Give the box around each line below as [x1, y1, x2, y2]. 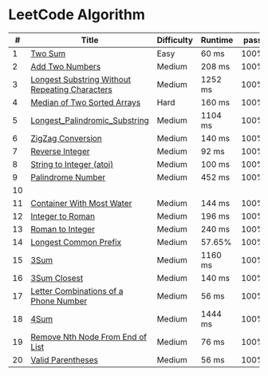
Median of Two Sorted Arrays [30, 97, 141, 108]
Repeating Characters [30, 84, 113, 95]
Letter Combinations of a [30, 285, 124, 296]
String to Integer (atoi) [30, 158, 114, 169]
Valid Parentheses [30, 354, 98, 365]
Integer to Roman [30, 210, 96, 221]
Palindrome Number [30, 172, 106, 183]
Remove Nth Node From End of [30, 331, 148, 342]
